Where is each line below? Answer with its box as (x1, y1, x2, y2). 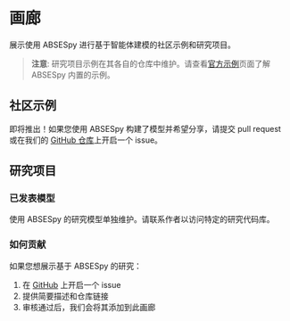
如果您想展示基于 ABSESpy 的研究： (9, 260, 143, 271)
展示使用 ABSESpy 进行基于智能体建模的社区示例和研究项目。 (9, 39, 236, 50)
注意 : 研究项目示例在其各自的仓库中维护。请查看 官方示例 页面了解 (30, 58, 270, 69)
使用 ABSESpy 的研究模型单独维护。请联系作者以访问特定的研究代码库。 (9, 214, 275, 225)
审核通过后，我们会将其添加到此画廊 (21, 301, 156, 312)
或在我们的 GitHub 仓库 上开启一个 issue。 (9, 135, 163, 145)
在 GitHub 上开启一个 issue (21, 279, 121, 290)
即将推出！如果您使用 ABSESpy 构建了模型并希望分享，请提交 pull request (9, 123, 281, 134)
